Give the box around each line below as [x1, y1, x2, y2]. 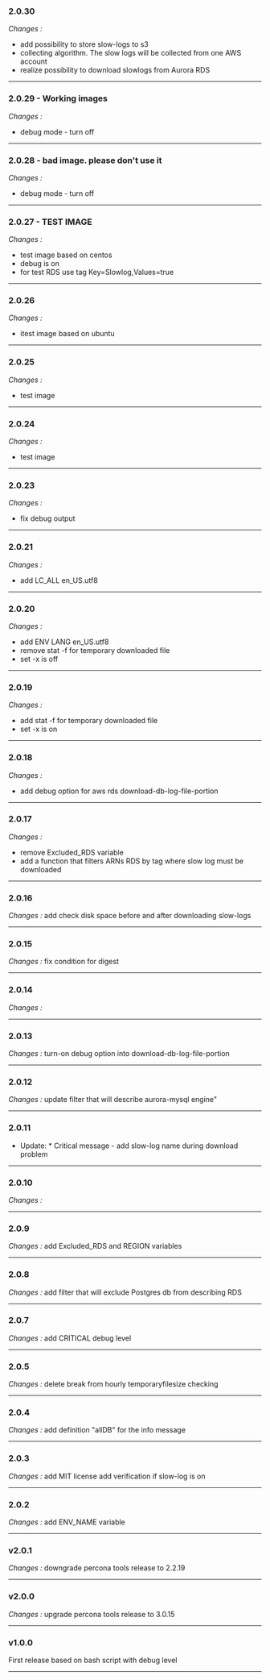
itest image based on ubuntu [19, 329, 115, 339]
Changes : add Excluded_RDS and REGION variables [8, 1241, 182, 1251]
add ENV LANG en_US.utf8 [19, 637, 109, 647]
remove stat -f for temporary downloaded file [19, 645, 170, 655]
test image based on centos [19, 250, 112, 260]
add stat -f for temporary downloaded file [19, 716, 158, 726]
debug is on [19, 259, 60, 268]
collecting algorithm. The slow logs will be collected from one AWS [19, 48, 242, 58]
